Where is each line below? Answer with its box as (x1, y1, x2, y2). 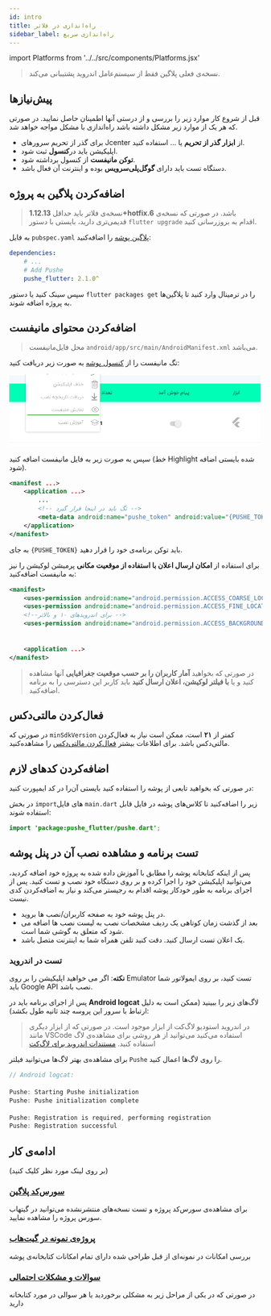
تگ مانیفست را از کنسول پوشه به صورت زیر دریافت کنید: (9, 358, 180, 368)
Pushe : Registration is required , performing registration (9, 1114, 211, 1122)
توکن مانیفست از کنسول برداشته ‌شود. (20, 155, 136, 164)
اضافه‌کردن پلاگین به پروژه (9, 186, 125, 201)
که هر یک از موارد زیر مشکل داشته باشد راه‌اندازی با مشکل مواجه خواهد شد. (9, 122, 238, 132)
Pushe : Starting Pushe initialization (9, 1088, 139, 1096)
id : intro (9, 13, 43, 21)
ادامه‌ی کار (9, 1144, 55, 1158)
